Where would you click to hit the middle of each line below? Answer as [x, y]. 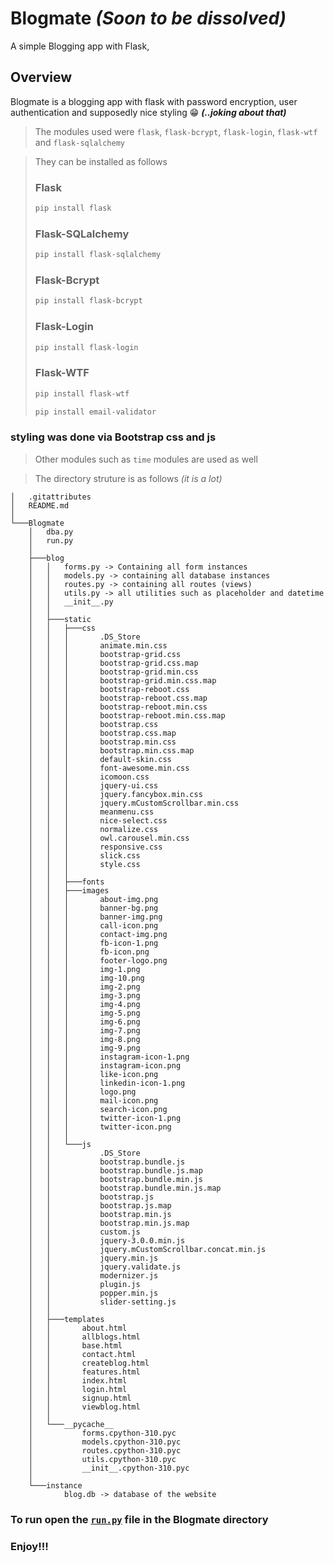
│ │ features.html [84, 1372]
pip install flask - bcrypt [88, 301]
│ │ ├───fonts [66, 882]
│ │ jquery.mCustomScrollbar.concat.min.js [147, 1249]
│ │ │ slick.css [84, 855]
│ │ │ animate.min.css [98, 645]
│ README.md [40, 505]
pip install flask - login [86, 347]
